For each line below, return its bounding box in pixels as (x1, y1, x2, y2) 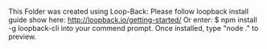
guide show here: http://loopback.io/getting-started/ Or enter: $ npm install (8, 15, 257, 24)
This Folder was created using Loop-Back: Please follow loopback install (8, 7, 249, 16)
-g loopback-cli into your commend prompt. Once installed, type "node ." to (8, 24, 259, 32)
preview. (8, 32, 37, 41)
